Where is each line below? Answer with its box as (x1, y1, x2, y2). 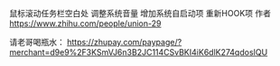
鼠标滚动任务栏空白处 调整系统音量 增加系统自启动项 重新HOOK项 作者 (9, 8, 271, 18)
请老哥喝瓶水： (9, 37, 65, 47)
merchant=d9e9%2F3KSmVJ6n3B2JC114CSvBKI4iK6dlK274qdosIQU (9, 47, 268, 57)
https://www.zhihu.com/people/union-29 (9, 18, 162, 29)
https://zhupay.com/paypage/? (66, 37, 182, 47)
